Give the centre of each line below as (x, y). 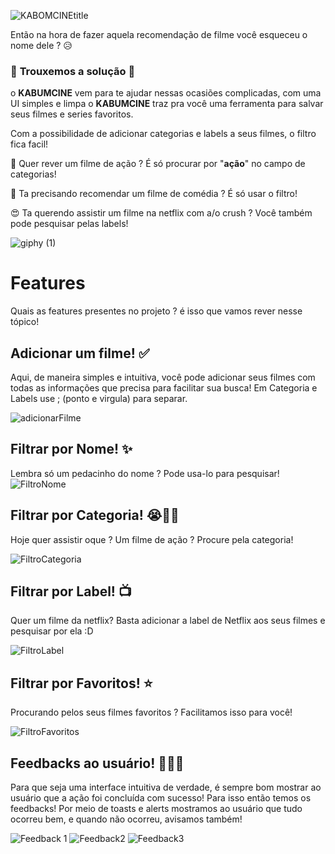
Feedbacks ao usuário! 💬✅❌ (97, 763)
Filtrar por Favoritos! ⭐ (81, 683)
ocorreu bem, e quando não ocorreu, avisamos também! (126, 819)
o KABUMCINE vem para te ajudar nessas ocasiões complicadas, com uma (166, 93)
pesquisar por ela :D (52, 631)
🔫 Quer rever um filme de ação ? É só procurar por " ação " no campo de (158, 164)
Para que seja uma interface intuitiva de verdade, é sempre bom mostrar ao (166, 787)
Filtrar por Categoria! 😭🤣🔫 (95, 515)
